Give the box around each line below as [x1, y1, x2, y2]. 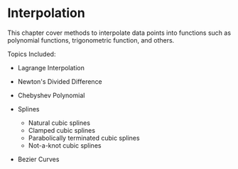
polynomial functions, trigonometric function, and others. [7, 36, 175, 44]
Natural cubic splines [28, 119, 91, 127]
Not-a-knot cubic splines [28, 141, 102, 150]
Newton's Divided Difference [17, 77, 103, 86]
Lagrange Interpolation [17, 63, 85, 72]
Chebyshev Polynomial [17, 91, 85, 99]
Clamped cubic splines [28, 126, 96, 134]
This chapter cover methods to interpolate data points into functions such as [7, 28, 232, 37]
